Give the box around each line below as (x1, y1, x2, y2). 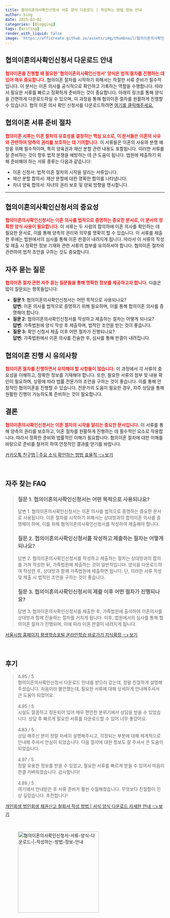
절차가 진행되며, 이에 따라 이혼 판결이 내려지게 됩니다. (31, 621, 137, 627)
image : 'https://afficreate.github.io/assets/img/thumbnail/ (5, 36, 137, 41)
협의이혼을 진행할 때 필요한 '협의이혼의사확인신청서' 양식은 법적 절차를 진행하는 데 (5, 70, 165, 76)
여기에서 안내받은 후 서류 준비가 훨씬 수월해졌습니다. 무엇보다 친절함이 (17, 786, 156, 792)
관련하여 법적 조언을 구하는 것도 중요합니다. (5, 249, 91, 255)
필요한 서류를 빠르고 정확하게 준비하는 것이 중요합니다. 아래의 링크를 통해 (10, 89, 154, 96)
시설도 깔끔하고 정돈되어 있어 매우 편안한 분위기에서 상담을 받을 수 (17, 709, 148, 715)
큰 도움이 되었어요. (17, 692, 55, 698)
